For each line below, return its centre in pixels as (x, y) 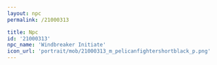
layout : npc (24, 13)
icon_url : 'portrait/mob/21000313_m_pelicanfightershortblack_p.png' (109, 51)
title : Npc (23, 32)
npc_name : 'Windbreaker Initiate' (57, 45)
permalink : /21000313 (38, 20)
